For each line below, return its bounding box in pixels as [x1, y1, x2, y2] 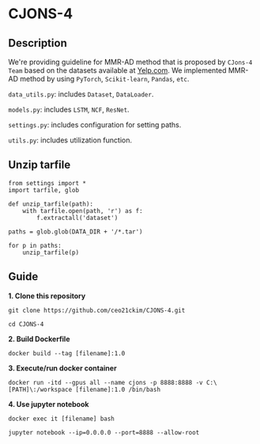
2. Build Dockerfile [8, 334, 70, 343]
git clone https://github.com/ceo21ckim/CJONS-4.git [8, 306, 186, 314]
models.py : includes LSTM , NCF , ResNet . [8, 104, 130, 114]
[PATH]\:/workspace [8, 385, 73, 393]
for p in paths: [8, 241, 62, 249]
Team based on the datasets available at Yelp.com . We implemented [8, 66, 227, 75]
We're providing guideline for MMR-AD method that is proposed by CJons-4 [8, 57, 253, 66]
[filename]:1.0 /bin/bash [75, 385, 160, 393]
